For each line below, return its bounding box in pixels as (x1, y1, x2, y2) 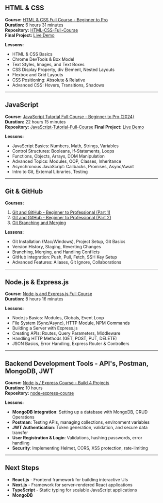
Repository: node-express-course (5, 390, 74, 396)
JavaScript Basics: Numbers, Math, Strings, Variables (12, 143, 119, 149)
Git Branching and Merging (12, 220, 66, 225)
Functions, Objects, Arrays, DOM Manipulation (12, 153, 105, 159)
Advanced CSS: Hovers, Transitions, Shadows (12, 82, 104, 88)
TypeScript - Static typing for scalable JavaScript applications (12, 487, 137, 493)
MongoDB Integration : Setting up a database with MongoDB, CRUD (12, 409, 148, 415)
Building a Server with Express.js (12, 325, 78, 331)
